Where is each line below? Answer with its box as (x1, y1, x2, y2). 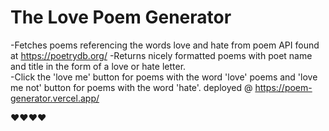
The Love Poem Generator (10, 6, 232, 29)
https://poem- (254, 81, 313, 93)
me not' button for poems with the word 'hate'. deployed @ (10, 81, 253, 93)
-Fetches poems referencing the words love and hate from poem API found (10, 39, 320, 51)
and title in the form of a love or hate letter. (10, 60, 187, 72)
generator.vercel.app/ (10, 92, 100, 104)
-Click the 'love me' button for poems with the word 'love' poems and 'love (10, 71, 318, 83)
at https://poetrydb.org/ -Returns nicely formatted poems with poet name (10, 49, 313, 61)
